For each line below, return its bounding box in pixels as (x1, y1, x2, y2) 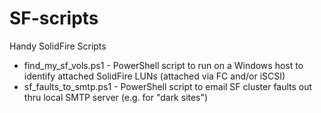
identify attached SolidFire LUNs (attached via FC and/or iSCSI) (23, 70, 286, 82)
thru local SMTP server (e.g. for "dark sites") (23, 91, 209, 103)
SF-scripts (9, 7, 99, 30)
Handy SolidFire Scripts (9, 40, 107, 52)
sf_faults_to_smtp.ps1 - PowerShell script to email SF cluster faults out (23, 80, 313, 92)
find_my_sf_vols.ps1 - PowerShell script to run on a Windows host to (23, 59, 304, 71)
